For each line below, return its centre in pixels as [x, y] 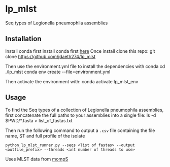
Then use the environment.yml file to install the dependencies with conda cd [85, 66]
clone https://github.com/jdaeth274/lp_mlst [50, 56]
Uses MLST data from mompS [37, 159]
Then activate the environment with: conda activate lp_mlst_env [72, 81]
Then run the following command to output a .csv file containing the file [80, 130]
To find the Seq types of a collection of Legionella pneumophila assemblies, [84, 110]
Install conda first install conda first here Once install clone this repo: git [80, 51]
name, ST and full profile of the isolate [45, 136]
